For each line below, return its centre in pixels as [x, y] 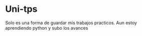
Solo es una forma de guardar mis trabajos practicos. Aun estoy [71, 23]
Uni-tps [21, 9]
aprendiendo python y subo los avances [47, 28]
